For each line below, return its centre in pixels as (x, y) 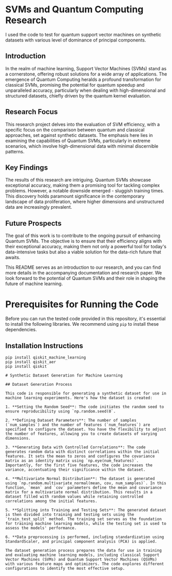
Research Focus (32, 112)
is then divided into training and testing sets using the (70, 514)
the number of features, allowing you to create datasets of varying (81, 434)
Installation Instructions (44, 345)
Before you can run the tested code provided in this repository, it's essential (85, 319)
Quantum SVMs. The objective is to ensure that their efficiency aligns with (84, 241)
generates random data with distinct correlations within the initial (82, 452)
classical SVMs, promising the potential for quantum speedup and (75, 85)
